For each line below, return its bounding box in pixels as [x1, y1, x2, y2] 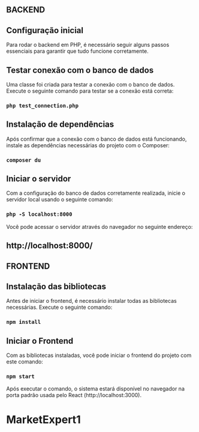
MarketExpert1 [6, 413, 81, 426]
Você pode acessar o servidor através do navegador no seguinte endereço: [6, 223, 193, 230]
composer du [6, 156, 41, 163]
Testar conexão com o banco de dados [6, 65, 154, 75]
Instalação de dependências [6, 120, 114, 130]
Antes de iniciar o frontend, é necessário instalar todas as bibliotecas [6, 297, 177, 305]
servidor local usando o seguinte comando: [6, 196, 114, 203]
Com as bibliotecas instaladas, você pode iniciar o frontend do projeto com [6, 351, 192, 359]
